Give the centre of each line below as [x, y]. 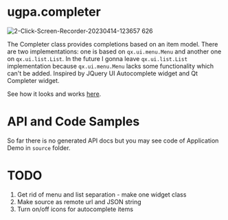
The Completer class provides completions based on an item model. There [113, 44]
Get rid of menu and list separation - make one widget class [102, 194]
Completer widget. [33, 80]
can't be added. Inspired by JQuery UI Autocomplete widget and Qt [102, 73]
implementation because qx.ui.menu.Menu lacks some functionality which [111, 66]
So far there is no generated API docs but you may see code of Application [113, 140]
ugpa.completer [54, 12]
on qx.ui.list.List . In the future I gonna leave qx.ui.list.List [97, 58]
